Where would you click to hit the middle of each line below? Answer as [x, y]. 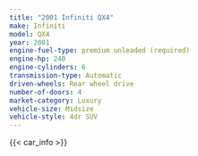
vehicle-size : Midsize [52, 109]
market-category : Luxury [56, 100]
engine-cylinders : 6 [48, 68]
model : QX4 [30, 34]
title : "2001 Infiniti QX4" [62, 17]
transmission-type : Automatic [66, 76]
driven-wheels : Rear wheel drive [72, 84]
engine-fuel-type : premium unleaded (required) [100, 51]
